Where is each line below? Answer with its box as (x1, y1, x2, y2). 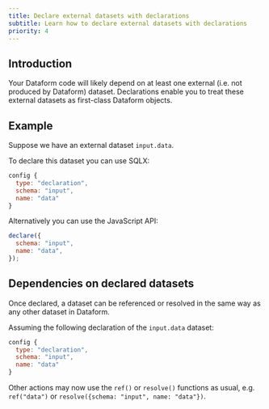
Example (8, 119, 53, 133)
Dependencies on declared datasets (8, 276, 195, 291)
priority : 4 (8, 27, 48, 35)
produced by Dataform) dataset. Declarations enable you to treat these (8, 86, 244, 97)
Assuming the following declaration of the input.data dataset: (8, 323, 214, 332)
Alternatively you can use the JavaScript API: (8, 216, 159, 226)
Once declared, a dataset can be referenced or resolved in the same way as (8, 298, 261, 308)
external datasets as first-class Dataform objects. (8, 95, 173, 105)
